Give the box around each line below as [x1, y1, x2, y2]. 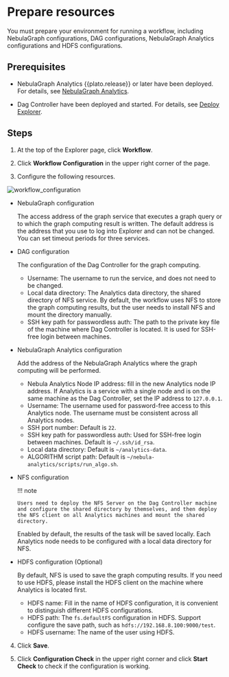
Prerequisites [7, 61, 66, 73]
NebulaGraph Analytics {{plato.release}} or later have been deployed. [16, 80, 214, 88]
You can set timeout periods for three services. [16, 234, 150, 242]
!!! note [16, 486, 38, 494]
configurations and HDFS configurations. [7, 41, 123, 49]
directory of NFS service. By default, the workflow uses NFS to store [27, 296, 221, 304]
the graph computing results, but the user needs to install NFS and [27, 303, 215, 311]
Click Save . [16, 641, 50, 650]
